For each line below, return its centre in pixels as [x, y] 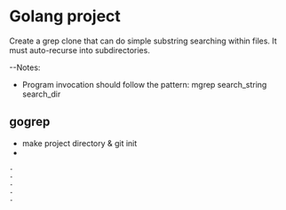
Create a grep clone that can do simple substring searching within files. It [143, 41]
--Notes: [25, 67]
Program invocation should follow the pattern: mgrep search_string [144, 84]
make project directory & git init [79, 143]
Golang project [65, 16]
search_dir [41, 94]
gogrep [30, 122]
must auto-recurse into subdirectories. [80, 50]
